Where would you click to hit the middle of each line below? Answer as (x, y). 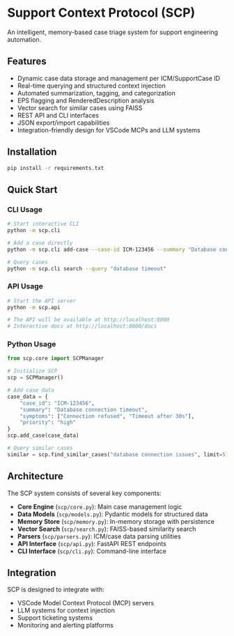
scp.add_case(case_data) (43, 436)
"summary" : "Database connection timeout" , (84, 410)
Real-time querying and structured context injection (91, 86)
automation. (24, 39)
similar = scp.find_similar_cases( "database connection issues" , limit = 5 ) (118, 454)
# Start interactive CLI (43, 224)
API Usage (25, 286)
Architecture (36, 476)
